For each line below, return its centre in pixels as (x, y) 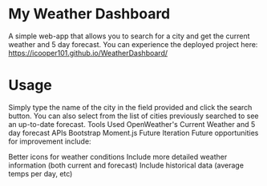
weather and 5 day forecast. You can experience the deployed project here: (133, 44)
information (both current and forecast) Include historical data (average (126, 165)
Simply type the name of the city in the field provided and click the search (130, 107)
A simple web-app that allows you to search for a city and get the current (129, 36)
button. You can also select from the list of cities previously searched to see (133, 116)
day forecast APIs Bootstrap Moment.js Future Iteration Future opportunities (133, 133)
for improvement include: (50, 141)
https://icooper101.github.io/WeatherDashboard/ (88, 53)
